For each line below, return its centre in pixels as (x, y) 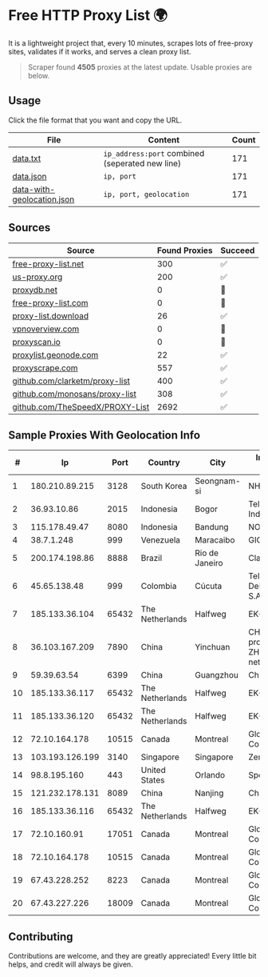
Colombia (159, 587)
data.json (30, 176)
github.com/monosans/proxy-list (75, 394)
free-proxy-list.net (48, 263)
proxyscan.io (37, 342)
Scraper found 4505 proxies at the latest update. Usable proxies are (140, 67)
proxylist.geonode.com (55, 354)
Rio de (207, 553)
